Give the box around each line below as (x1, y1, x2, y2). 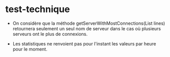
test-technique (5, 4, 70, 15)
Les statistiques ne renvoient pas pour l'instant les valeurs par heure (12, 40, 156, 46)
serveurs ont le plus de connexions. (12, 31, 88, 37)
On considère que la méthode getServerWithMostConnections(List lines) (12, 20, 165, 26)
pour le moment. (12, 46, 47, 52)
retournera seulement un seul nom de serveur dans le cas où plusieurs (12, 25, 161, 31)
